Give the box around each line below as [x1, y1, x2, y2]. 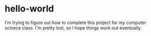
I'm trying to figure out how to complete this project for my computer [4, 19, 146, 25]
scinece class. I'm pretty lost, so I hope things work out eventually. [4, 24, 142, 30]
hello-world [4, 3, 54, 14]
